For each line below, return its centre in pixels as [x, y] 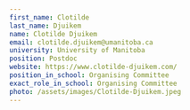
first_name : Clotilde [50, 17]
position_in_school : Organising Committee [89, 75]
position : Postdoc [43, 59]
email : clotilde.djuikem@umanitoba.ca [81, 42]
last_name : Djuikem [45, 26]
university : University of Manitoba [77, 51]
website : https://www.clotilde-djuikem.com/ [93, 67]
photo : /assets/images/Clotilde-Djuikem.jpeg [95, 91]
